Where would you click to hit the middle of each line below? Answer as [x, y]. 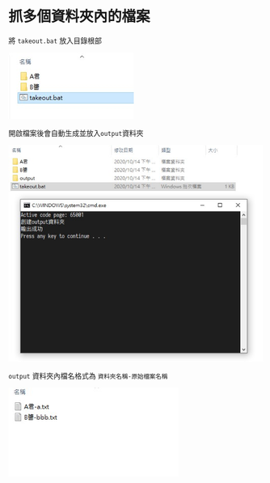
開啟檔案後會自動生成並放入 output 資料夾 [76, 133]
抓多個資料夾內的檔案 [80, 17]
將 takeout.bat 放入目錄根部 [55, 40]
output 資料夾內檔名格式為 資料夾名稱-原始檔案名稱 [88, 375]
